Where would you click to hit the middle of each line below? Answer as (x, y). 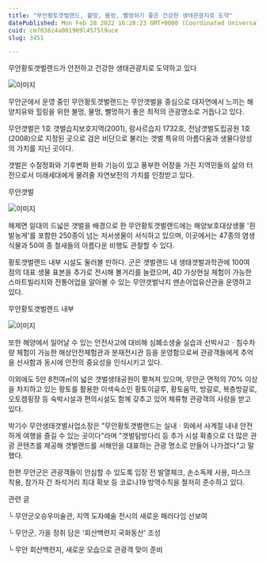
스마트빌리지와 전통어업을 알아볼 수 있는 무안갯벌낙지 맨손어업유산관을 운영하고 (130, 282)
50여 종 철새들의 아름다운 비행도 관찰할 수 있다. (102, 246)
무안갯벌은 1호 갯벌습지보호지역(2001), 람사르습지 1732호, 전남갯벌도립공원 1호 (129, 128)
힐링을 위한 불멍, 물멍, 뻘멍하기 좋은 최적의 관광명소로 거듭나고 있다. (140, 112)
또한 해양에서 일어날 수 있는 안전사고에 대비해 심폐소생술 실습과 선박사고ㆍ (122, 342)
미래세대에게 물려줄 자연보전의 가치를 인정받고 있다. (115, 175)
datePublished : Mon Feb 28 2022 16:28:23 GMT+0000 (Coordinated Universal (134, 23)
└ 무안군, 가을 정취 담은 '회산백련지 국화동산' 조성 (84, 533)
